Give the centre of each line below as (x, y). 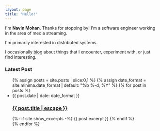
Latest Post (19, 69)
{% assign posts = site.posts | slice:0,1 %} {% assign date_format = (79, 80)
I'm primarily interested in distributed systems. (51, 42)
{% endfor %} (26, 124)
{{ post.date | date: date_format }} (46, 96)
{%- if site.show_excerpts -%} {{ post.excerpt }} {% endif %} (73, 119)
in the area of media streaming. (36, 33)
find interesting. (21, 57)
